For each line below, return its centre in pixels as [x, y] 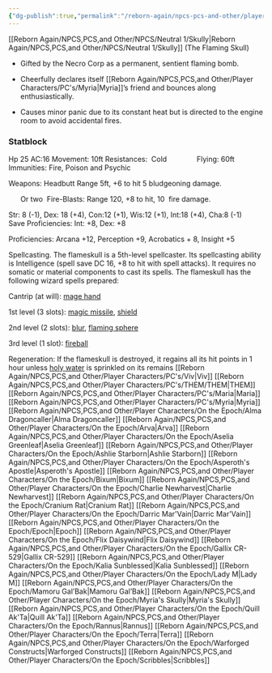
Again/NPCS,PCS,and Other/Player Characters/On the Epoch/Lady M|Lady [133, 574]
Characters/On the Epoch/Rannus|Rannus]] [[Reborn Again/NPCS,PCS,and [134, 625]
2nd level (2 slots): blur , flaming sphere [74, 327]
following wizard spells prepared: [64, 280]
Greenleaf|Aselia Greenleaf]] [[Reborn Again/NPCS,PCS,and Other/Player [131, 445]
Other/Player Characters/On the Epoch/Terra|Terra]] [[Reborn [111, 634]
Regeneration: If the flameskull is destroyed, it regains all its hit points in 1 [130, 359]
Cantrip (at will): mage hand [55, 296]
